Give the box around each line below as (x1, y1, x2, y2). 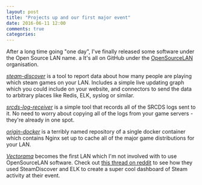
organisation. (6, 61, 39, 68)
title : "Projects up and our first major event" (6, 15, 131, 21)
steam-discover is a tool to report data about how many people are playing (6, 73, 192, 80)
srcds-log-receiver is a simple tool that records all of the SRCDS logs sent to (6, 103, 196, 111)
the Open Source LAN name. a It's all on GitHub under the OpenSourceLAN (6, 54, 193, 62)
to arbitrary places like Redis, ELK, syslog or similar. (6, 92, 134, 99)
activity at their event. (6, 172, 60, 179)
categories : (6, 31, 36, 37)
